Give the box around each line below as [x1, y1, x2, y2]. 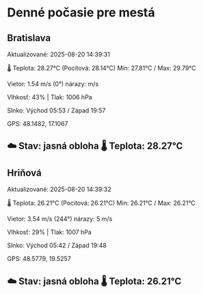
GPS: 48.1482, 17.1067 [7, 120, 68, 127]
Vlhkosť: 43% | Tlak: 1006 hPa [7, 93, 92, 101]
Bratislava [7, 32, 51, 44]
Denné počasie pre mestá [7, 5, 155, 21]
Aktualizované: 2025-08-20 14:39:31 [7, 50, 111, 58]
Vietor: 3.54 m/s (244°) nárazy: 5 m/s [7, 215, 113, 223]
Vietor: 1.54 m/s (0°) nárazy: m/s [7, 80, 99, 88]
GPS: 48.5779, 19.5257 [7, 255, 72, 263]
